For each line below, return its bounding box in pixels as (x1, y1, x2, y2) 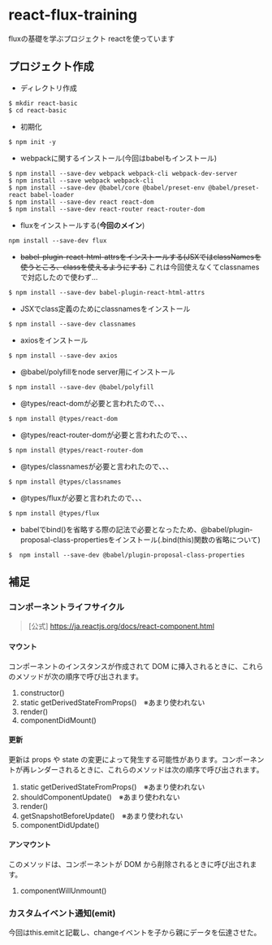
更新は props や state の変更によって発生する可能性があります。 (8, 755, 222, 764)
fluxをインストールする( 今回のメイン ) (19, 220, 145, 230)
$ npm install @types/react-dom (8, 414, 118, 422)
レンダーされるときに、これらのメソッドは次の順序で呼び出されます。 (29, 764, 264, 774)
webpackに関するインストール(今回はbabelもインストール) (19, 153, 218, 163)
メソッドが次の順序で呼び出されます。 (15, 672, 144, 681)
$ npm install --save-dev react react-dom (8, 198, 154, 206)
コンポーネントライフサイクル (8, 602, 125, 613)
